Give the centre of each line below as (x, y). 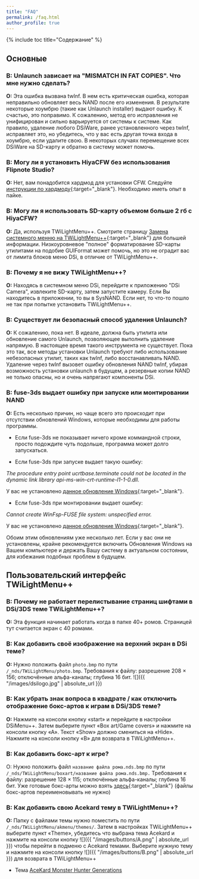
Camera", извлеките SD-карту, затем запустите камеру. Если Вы (88, 291)
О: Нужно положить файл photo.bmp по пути (62, 664)
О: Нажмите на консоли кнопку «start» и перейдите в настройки (88, 719)
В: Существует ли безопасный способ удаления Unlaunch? (97, 319)
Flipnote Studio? (30, 170)
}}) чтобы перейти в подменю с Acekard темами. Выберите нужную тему (99, 846)
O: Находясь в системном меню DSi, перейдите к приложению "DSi (93, 285)
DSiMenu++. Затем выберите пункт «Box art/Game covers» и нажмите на (99, 726)
